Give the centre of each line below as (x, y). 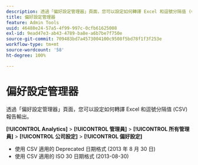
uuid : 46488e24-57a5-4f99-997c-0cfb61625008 (62, 28)
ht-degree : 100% (26, 55)
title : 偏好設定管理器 (31, 17)
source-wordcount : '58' (35, 50)
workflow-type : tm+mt (33, 45)
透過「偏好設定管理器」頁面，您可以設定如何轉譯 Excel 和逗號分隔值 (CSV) (97, 109)
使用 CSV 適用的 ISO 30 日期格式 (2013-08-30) (72, 156)
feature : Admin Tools (33, 22)
